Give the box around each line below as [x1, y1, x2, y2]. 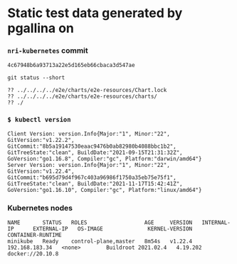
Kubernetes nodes [7, 203, 73, 213]
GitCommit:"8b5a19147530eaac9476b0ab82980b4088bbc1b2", [7, 143, 177, 150]
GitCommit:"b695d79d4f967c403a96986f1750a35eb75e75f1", [7, 173, 177, 181]
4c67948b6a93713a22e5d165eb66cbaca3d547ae [7, 62, 135, 69]
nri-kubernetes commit [7, 46, 89, 56]
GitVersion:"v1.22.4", [7, 168, 75, 175]
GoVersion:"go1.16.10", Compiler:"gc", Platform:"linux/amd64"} [7, 186, 202, 193]
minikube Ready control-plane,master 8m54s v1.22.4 [7, 238, 193, 245]
